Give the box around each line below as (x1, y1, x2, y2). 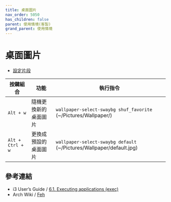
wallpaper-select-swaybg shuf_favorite (55, 107, 153, 113)
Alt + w (8, 110, 26, 116)
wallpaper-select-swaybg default (55, 139, 137, 145)
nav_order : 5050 (5, 12, 40, 17)
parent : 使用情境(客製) (5, 21, 51, 27)
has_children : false (5, 17, 49, 22)
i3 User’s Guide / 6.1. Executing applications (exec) (12, 186, 119, 192)
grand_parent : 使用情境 (5, 26, 52, 31)
